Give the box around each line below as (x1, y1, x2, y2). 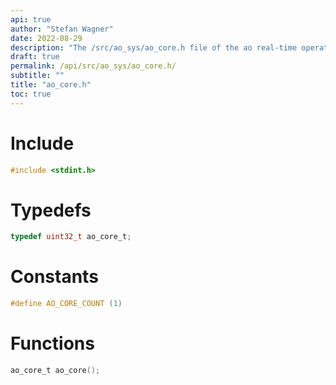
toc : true (10, 89, 52, 99)
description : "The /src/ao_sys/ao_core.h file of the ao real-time (10, 42, 298, 53)
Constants (10, 266, 99, 288)
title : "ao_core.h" (10, 80, 92, 90)
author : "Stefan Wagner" (10, 24, 114, 34)
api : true (10, 14, 52, 25)
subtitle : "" (10, 71, 65, 81)
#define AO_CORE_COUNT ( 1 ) (10, 299, 123, 309)
